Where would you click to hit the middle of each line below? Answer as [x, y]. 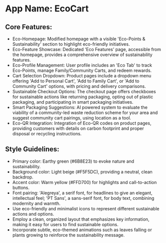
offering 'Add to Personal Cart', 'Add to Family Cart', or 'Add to [76, 81]
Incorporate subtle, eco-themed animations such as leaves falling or [82, 230]
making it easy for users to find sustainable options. [65, 224]
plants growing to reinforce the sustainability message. [69, 235]
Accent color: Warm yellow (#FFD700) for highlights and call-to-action [84, 182]
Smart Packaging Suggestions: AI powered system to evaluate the [80, 107]
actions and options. [33, 214]
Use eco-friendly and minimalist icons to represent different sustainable [86, 208]
